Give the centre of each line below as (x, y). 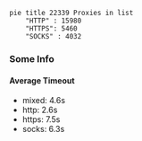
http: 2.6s (40, 110)
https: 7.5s (41, 119)
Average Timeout (42, 80)
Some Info (32, 58)
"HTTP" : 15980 (54, 21)
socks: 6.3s (43, 129)
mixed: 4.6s (43, 101)
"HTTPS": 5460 (51, 29)
